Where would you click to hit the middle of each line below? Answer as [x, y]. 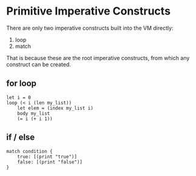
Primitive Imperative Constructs [89, 11]
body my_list [34, 113]
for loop [21, 83]
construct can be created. [39, 64]
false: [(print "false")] [50, 162]
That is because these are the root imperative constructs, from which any [98, 58]
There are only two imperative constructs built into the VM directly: [90, 28]
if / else [21, 137]
